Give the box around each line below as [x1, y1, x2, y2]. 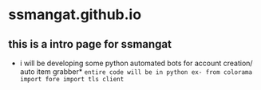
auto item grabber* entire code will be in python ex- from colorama [19, 67, 253, 76]
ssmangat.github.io [8, 6, 142, 24]
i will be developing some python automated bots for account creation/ [19, 58, 253, 68]
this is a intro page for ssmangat [8, 37, 172, 51]
